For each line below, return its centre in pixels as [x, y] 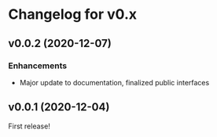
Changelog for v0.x [73, 14]
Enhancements [38, 66]
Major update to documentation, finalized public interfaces [114, 82]
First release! [29, 126]
